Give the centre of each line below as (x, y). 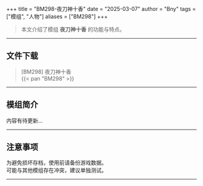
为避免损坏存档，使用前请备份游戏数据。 (56, 163)
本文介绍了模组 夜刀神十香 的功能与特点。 (73, 29)
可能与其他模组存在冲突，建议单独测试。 (56, 170)
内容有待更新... (25, 121)
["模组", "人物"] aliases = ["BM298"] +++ (57, 16)
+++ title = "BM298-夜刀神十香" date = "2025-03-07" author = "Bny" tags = (101, 9)
